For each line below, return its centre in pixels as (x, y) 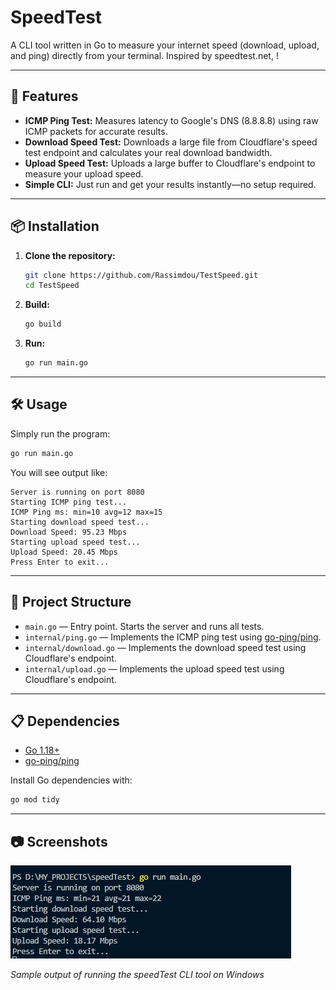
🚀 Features (44, 96)
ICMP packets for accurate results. (96, 131)
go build (43, 324)
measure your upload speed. (84, 173)
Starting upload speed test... (75, 542)
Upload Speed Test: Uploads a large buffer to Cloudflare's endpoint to (170, 163)
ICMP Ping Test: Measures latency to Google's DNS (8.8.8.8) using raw (171, 120)
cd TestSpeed (52, 286)
